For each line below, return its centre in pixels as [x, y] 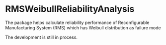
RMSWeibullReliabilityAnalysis [70, 9]
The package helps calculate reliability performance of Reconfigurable [77, 22]
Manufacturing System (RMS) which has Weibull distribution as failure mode [83, 27]
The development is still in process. [41, 37]
